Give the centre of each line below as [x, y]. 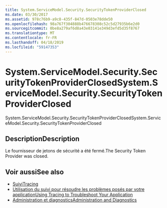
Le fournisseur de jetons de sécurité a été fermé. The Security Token [75, 151]
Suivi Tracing [25, 184]
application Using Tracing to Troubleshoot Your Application [73, 195]
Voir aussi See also [34, 172]
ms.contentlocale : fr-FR [31, 38]
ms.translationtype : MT [30, 33]
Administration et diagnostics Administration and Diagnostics [74, 200]
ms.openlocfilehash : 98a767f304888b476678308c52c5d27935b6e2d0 [72, 24]
